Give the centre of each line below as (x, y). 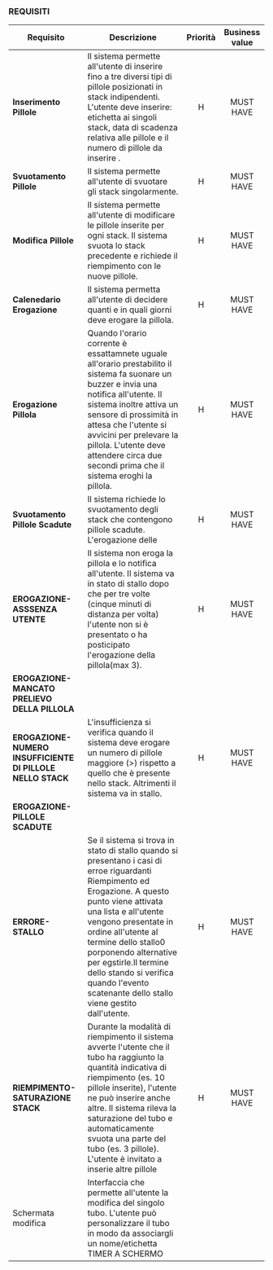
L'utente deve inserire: (130, 108)
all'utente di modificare (131, 215)
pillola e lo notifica (122, 564)
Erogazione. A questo (128, 891)
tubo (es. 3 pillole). (123, 1149)
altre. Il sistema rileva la (132, 1108)
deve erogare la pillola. (130, 320)
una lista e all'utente (126, 912)
